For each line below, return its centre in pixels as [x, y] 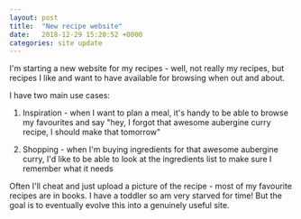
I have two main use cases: [60, 96]
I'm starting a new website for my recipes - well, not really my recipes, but [147, 68]
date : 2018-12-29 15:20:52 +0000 [76, 34]
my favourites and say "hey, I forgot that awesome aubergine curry [147, 123]
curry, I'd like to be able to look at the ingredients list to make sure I [147, 160]
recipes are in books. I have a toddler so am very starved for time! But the [146, 196]
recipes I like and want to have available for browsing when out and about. [147, 78]
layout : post [34, 18]
